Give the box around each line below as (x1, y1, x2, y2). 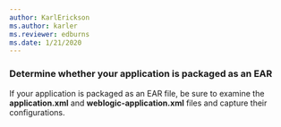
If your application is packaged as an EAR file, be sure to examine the (9, 88, 265, 98)
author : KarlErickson (9, 13, 90, 22)
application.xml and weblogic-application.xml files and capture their (9, 97, 268, 108)
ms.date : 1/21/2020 (9, 38, 82, 47)
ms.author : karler (9, 21, 78, 30)
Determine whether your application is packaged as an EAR (9, 68, 273, 80)
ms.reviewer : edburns (9, 30, 90, 38)
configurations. (9, 106, 65, 117)
